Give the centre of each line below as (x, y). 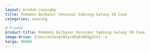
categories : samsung (26, 19)
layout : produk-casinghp (31, 10)
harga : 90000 (19, 42)
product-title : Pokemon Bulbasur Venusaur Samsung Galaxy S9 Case (75, 33)
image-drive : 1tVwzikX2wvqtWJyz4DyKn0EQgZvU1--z (56, 37)
